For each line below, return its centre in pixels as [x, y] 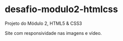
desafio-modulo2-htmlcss [61, 9]
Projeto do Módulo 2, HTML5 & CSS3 [43, 23]
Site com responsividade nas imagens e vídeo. [53, 33]
